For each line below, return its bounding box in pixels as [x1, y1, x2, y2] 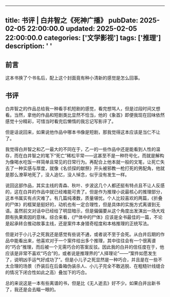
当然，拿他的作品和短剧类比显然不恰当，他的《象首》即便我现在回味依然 [14, 112, 165, 118]
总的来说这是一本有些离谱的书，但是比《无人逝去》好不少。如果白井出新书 [5, 280, 160, 286]
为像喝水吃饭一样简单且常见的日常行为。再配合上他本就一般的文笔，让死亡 [5, 159, 160, 165]
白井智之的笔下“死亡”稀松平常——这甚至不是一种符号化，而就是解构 [22, 153, 164, 159]
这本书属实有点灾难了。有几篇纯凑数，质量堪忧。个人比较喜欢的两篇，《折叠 [5, 195, 163, 201]
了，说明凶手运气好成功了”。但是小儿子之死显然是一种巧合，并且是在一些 [5, 257, 158, 263]
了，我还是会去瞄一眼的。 [5, 286, 59, 292]
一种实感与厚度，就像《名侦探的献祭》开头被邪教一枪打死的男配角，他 [14, 166, 160, 172]
